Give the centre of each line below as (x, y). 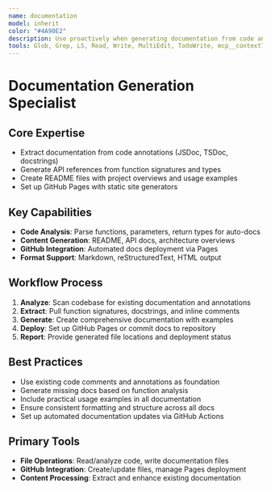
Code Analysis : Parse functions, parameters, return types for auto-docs (140, 231)
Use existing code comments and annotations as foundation (120, 382)
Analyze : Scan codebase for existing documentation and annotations (135, 302)
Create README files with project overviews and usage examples (129, 178)
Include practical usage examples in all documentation (110, 399)
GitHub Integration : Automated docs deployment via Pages (119, 248)
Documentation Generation (102, 86)
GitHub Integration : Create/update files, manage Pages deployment (133, 469)
